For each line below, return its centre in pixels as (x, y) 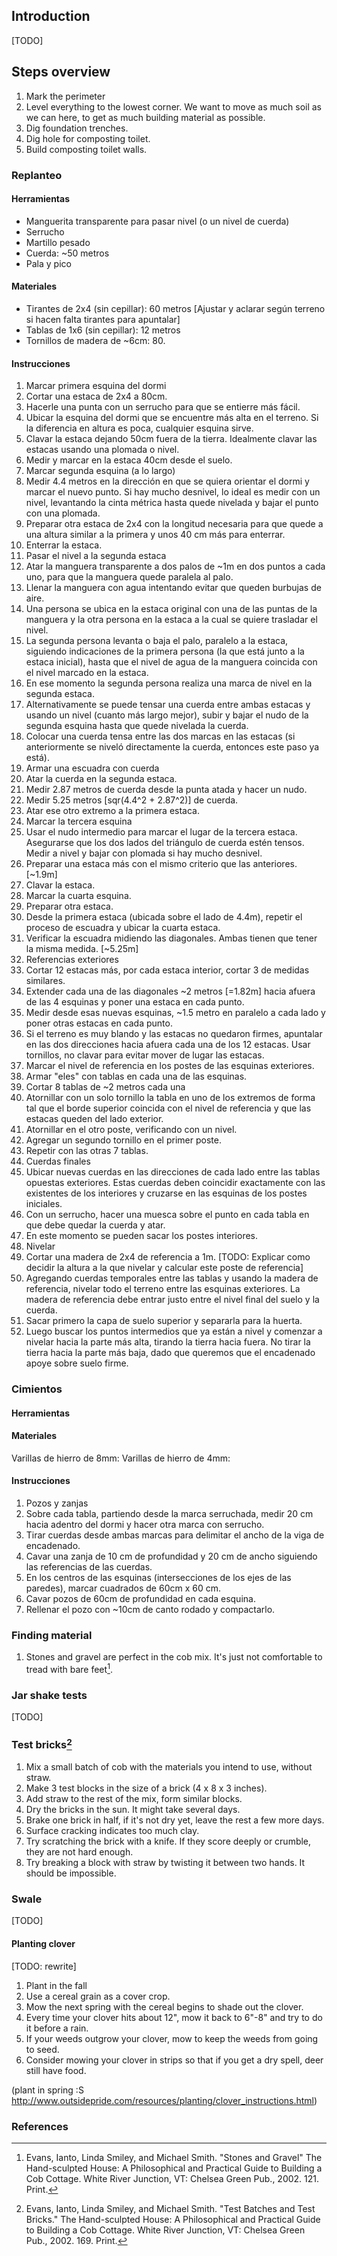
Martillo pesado (58, 242)
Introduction (51, 16)
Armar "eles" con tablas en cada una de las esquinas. (136, 1076)
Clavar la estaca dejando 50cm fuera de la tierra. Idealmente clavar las (171, 439)
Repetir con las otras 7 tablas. (87, 1151)
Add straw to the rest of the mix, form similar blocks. (134, 1799)
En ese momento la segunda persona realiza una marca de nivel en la (169, 683)
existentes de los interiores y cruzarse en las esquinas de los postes (166, 1193)
